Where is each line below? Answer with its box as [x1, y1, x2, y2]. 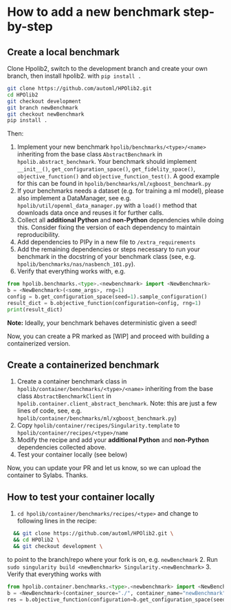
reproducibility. [16, 231, 60, 239]
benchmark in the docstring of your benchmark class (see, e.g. [16, 253, 196, 261]
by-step [7, 19, 53, 34]
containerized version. [7, 339, 71, 348]
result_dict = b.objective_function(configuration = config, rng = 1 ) [7, 299, 201, 306]
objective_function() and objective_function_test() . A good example [16, 172, 220, 180]
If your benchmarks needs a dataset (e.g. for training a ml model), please [16, 187, 224, 195]
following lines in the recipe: [16, 517, 97, 525]
